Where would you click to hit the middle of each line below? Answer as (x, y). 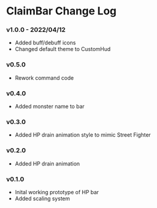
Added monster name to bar (50, 107)
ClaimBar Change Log (61, 11)
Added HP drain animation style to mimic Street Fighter (83, 135)
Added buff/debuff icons (45, 43)
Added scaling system (42, 198)
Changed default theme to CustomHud (63, 49)
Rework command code (44, 78)
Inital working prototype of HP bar (57, 192)
